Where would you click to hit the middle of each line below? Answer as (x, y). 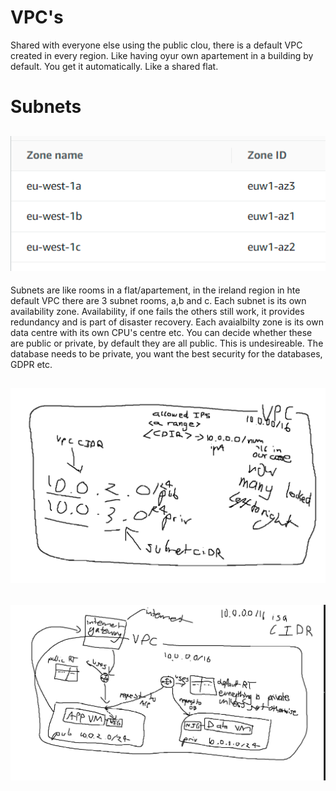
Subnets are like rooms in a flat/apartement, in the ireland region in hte (155, 290)
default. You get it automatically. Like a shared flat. (114, 66)
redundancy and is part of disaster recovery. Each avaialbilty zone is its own (167, 322)
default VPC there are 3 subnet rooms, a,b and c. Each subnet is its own (158, 300)
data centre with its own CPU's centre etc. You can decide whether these (161, 332)
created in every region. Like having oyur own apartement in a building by (162, 55)
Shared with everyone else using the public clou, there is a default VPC (156, 45)
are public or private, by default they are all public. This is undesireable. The (167, 343)
